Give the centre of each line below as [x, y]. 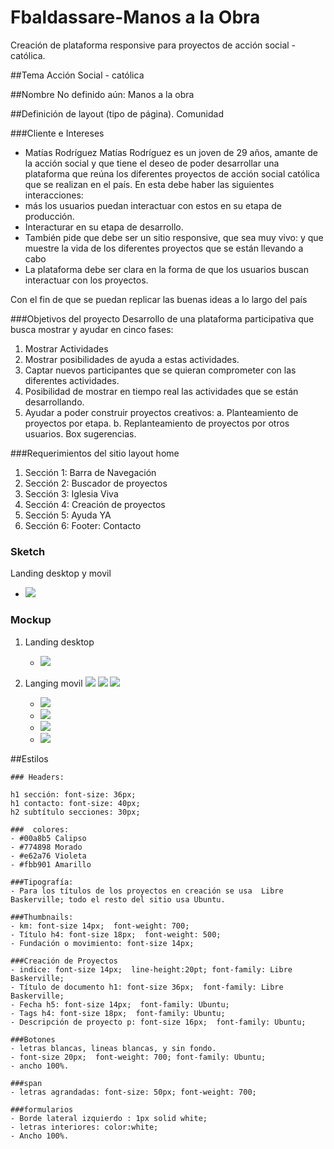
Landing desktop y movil [61, 573]
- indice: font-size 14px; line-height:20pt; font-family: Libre [151, 969]
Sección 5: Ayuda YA [68, 515]
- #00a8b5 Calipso [48, 838]
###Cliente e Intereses [57, 133]
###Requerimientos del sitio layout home [95, 453]
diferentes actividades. [72, 380]
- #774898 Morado [46, 847]
